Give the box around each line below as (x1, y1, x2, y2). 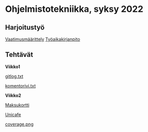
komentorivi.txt (5, 83, 36, 88)
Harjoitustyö (5, 23, 45, 32)
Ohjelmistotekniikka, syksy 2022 (5, 3, 144, 15)
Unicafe (5, 111, 21, 117)
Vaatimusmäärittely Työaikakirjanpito (5, 36, 80, 42)
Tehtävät (5, 50, 33, 59)
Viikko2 (5, 92, 21, 98)
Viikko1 (5, 63, 21, 70)
